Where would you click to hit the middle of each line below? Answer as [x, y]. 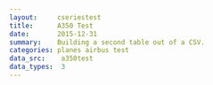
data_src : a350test [51, 58]
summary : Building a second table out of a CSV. [107, 42]
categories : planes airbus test [69, 50]
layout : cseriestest [55, 17]
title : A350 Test [51, 26]
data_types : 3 [37, 67]
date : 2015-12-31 [53, 34]
